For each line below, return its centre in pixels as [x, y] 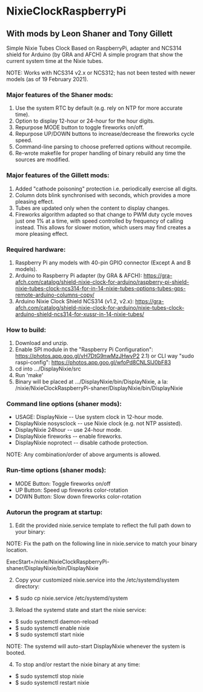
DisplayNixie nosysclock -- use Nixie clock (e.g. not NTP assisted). [99, 423]
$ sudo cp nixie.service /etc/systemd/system [72, 598]
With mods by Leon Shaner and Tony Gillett [89, 34]
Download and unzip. [42, 343]
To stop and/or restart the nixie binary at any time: [78, 665]
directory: [27, 586]
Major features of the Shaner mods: [60, 95]
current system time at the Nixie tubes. [55, 61]
